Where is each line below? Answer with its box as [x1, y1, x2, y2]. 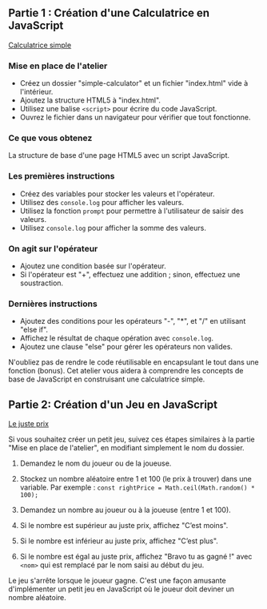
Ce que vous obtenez [8, 132, 93, 143]
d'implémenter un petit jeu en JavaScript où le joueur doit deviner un [8, 584, 234, 594]
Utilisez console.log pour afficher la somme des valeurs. [19, 223, 206, 232]
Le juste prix [8, 419, 50, 429]
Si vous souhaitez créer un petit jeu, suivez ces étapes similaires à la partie [8, 434, 255, 444]
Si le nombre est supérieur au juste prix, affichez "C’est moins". [19, 521, 229, 530]
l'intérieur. [19, 87, 54, 97]
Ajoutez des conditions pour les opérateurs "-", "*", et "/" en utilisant [19, 317, 246, 326]
